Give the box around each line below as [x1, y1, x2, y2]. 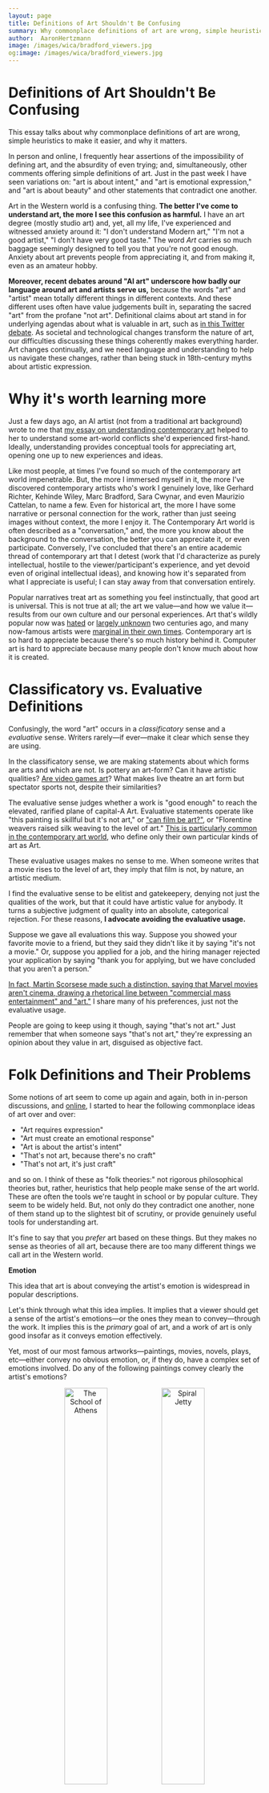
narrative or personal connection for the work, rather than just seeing [8, 508, 236, 518]
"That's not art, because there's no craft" [19, 1150, 156, 1160]
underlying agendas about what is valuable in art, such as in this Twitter [8, 319, 245, 328]
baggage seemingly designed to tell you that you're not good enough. [8, 243, 239, 253]
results [8, 609, 31, 619]
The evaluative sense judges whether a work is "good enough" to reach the [8, 797, 258, 807]
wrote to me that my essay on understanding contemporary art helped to [8, 425, 248, 434]
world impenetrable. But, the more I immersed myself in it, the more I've [8, 475, 245, 484]
